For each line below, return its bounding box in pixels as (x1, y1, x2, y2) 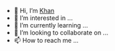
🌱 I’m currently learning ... (13, 21, 89, 29)
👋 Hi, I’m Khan (13, 7, 54, 14)
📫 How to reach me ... (13, 37, 79, 44)
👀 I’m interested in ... (13, 14, 73, 22)
